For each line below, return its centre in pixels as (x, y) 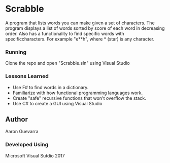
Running (16, 52)
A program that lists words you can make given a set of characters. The (80, 23)
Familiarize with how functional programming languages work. (78, 93)
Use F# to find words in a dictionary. (50, 87)
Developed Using (27, 145)
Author (16, 119)
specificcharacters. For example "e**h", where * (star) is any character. (80, 39)
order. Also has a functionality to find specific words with (65, 33)
